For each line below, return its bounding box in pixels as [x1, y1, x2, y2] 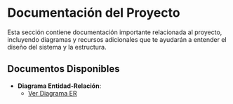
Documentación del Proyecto [7, 5, 180, 21]
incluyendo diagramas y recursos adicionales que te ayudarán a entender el [7, 35, 227, 43]
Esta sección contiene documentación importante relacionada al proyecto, [7, 28, 222, 36]
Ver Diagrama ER [27, 89, 77, 97]
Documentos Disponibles [7, 63, 121, 75]
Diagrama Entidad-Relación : [17, 82, 102, 90]
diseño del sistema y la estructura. [7, 43, 107, 51]
